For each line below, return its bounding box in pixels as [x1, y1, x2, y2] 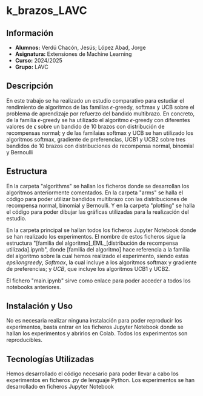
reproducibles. [6, 336, 42, 344]
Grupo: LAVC [15, 63, 48, 70]
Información [6, 28, 53, 38]
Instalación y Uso [6, 301, 73, 312]
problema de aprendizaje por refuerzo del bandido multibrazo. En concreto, [6, 110, 195, 117]
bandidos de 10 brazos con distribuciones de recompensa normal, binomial [6, 142, 194, 149]
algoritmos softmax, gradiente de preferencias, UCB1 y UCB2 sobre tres [6, 135, 186, 143]
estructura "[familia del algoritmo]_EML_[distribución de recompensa [6, 239, 179, 247]
